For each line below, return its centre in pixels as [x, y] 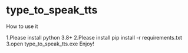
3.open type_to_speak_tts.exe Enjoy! [50, 44]
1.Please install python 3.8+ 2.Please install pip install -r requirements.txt [94, 37]
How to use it [22, 26]
